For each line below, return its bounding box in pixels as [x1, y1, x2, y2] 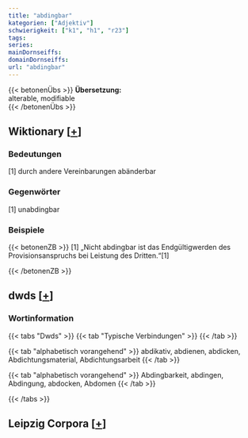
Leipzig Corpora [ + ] [8, 417, 107, 431]
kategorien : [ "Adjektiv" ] [8, 19, 93, 27]
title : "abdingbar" [8, 11, 73, 20]
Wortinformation [8, 313, 74, 324]
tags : [8, 33, 26, 42]
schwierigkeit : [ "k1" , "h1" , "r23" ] [8, 26, 129, 34]
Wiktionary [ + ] [8, 125, 82, 139]
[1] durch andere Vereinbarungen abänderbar [8, 167, 157, 176]
